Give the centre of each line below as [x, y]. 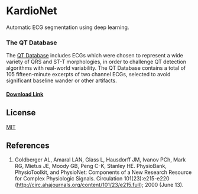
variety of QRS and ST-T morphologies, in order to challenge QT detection [96, 62]
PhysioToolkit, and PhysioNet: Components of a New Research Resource [103, 172]
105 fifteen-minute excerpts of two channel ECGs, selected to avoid [88, 75]
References [28, 146]
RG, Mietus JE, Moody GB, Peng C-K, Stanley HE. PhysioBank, [91, 166]
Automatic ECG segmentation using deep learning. [68, 27]
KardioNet [32, 11]
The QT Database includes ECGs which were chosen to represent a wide [95, 56]
